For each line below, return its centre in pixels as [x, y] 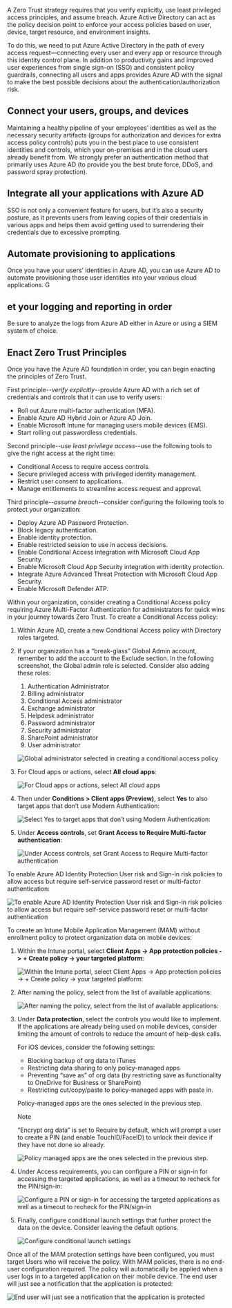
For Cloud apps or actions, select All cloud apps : [87, 772]
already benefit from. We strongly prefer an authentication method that [108, 157]
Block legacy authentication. [57, 530]
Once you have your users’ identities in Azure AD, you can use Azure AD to [114, 270]
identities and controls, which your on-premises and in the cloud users [108, 150]
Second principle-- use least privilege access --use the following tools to [110, 446]
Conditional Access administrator [75, 701]
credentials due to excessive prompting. [64, 232]
